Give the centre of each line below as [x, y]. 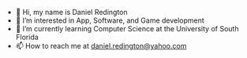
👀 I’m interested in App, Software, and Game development [110, 20]
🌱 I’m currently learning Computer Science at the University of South [127, 29]
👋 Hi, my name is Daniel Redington [71, 12]
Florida [27, 37]
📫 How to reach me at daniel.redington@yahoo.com [101, 46]
